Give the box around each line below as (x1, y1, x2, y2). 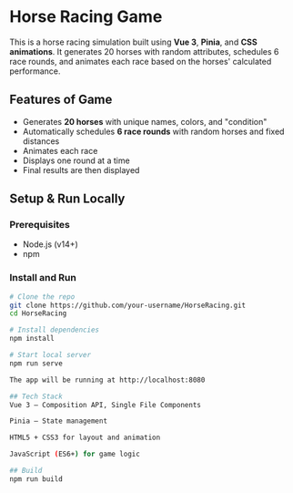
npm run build (9, 474, 64, 484)
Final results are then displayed (22, 164, 140, 175)
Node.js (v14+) (22, 239, 79, 250)
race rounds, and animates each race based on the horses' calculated (9, 56, 272, 67)
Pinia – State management (9, 416, 107, 426)
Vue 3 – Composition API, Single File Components (9, 400, 202, 409)
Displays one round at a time (22, 155, 130, 166)
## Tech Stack (9, 392, 64, 401)
